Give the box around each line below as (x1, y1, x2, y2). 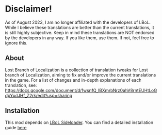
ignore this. (5, 40, 28, 45)
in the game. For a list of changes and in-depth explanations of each (5, 77, 142, 83)
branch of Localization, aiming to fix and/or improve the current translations (5, 72, 156, 78)
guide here (5, 124, 27, 130)
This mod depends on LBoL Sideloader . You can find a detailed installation (5, 120, 154, 125)
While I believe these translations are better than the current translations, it (5, 24, 154, 30)
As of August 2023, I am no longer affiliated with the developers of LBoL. (5, 19, 151, 25)
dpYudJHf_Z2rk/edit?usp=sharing (5, 92, 73, 98)
